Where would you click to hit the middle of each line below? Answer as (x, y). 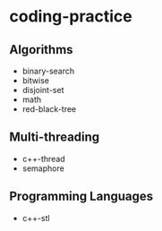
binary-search (48, 71)
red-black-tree (49, 109)
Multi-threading (55, 137)
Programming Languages (81, 197)
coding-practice (71, 17)
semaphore (43, 168)
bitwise (35, 81)
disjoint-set (43, 90)
